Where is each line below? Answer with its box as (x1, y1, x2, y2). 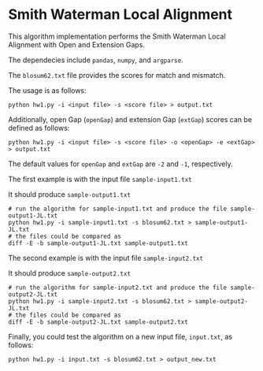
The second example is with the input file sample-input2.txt (8, 253, 203, 262)
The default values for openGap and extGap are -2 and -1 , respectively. (8, 159, 234, 169)
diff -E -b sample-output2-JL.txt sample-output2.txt (8, 317, 189, 326)
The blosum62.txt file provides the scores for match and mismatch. (8, 70, 226, 80)
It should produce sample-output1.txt (8, 189, 131, 198)
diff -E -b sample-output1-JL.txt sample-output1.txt (8, 239, 189, 247)
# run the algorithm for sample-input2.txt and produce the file (8, 284, 227, 291)
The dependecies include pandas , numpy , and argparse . (8, 55, 183, 65)
